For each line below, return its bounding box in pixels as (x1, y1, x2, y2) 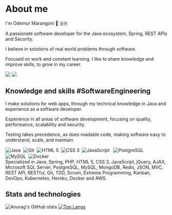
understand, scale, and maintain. (5, 137, 74, 143)
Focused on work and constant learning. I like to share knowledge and (5, 56, 154, 62)
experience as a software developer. (5, 106, 83, 112)
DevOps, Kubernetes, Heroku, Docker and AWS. (5, 175, 107, 182)
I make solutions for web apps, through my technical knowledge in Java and (5, 100, 166, 106)
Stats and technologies (5, 190, 81, 199)
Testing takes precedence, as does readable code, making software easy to (5, 131, 166, 137)
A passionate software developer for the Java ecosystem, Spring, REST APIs (5, 30, 167, 37)
